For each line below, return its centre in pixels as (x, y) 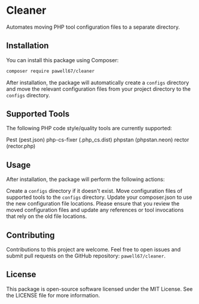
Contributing (30, 235)
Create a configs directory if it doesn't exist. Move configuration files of (94, 191)
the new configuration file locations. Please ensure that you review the (93, 204)
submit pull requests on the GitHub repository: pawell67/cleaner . (86, 256)
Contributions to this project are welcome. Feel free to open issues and (94, 250)
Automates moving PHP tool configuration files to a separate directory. (93, 27)
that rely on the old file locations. (47, 216)
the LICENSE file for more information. (53, 295)
